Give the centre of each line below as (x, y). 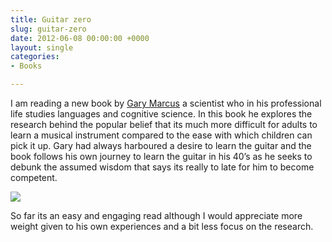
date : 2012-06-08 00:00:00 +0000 (80, 38)
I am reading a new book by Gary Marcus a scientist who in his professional (166, 103)
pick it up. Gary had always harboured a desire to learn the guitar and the (161, 145)
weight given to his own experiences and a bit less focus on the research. (162, 226)
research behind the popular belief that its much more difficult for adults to (164, 124)
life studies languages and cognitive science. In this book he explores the (161, 114)
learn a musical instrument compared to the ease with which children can (161, 135)
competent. (34, 177)
